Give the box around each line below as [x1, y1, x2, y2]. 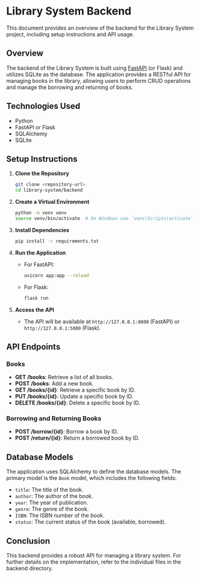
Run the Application [14, 249, 66, 256]
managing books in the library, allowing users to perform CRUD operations [6, 77, 191, 84]
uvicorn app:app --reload [23, 272, 89, 279]
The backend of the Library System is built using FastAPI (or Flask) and [6, 64, 183, 71]
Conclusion [6, 536, 51, 546]
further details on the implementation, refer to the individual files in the [6, 558, 181, 566]
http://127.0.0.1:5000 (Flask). [23, 324, 101, 331]
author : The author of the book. [14, 493, 93, 500]
